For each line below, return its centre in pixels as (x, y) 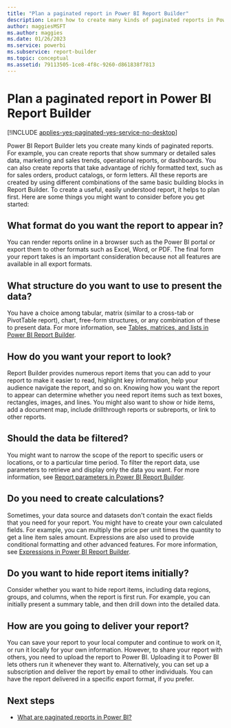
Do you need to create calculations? (86, 499)
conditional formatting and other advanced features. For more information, (112, 544)
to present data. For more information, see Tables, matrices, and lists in (108, 328)
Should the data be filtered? (68, 438)
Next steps (31, 701)
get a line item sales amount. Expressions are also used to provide (101, 537)
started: (18, 204)
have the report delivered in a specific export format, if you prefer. (101, 679)
